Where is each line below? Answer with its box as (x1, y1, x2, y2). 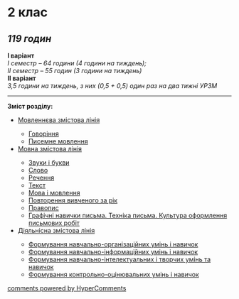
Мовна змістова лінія (17, 145, 83, 153)
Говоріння (28, 129, 59, 138)
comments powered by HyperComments (7, 284, 127, 292)
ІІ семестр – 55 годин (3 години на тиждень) (7, 67, 142, 75)
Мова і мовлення (28, 189, 80, 197)
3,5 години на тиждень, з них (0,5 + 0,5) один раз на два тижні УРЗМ (7, 82, 218, 89)
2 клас (7, 4, 48, 21)
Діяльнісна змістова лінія (17, 227, 95, 234)
